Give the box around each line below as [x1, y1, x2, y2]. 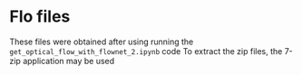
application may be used [22, 55, 115, 66]
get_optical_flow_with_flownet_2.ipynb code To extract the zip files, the [9, 45, 283, 56]
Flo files [9, 6, 71, 27]
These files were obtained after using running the [9, 36, 194, 47]
